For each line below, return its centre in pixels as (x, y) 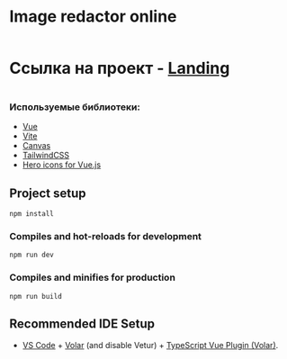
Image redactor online (93, 17)
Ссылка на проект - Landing (120, 68)
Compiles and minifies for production (92, 278)
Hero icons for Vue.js (62, 165)
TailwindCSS (46, 156)
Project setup (48, 193)
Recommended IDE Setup (82, 323)
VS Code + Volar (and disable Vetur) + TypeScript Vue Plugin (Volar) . (150, 346)
